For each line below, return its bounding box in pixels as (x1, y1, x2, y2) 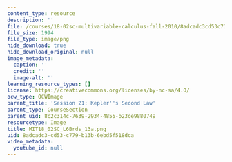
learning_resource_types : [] (7, 81, 91, 88)
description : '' (7, 17, 54, 23)
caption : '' (13, 61, 48, 68)
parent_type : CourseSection (7, 106, 88, 113)
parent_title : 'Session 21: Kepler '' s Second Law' (7, 100, 156, 107)
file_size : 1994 (7, 29, 54, 37)
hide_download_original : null (7, 49, 95, 56)
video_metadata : (7, 139, 54, 145)
